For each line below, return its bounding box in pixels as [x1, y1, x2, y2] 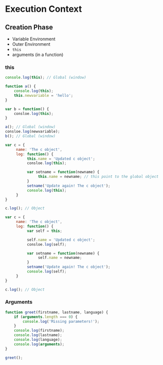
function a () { [5, 84, 36, 89]
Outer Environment [12, 41, 50, 47]
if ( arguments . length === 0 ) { [14, 314, 78, 319]
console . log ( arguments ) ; [14, 341, 65, 347]
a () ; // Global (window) [5, 124, 56, 130]
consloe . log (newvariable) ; [5, 129, 60, 134]
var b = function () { [5, 107, 49, 112]
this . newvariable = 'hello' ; [14, 93, 73, 98]
